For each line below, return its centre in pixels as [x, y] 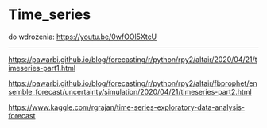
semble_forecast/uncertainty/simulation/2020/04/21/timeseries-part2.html [130, 91]
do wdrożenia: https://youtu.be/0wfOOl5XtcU [83, 37]
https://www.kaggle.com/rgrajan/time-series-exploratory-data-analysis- [126, 107]
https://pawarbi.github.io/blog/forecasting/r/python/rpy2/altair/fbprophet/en [133, 83]
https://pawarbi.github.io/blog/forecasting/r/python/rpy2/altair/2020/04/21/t [133, 59]
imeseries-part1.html [42, 68]
